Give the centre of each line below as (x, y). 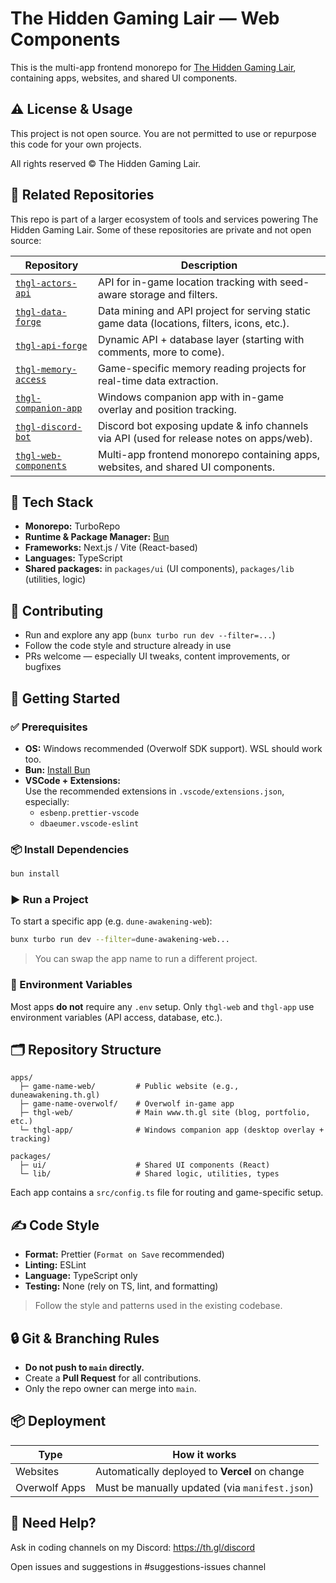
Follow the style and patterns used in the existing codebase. (158, 1306)
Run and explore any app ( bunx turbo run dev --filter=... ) (150, 635)
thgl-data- (41, 311)
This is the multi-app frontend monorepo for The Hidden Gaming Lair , (153, 67)
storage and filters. (173, 294)
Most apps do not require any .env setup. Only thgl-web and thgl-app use (162, 1006)
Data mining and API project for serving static (204, 310)
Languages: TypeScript (73, 558)
